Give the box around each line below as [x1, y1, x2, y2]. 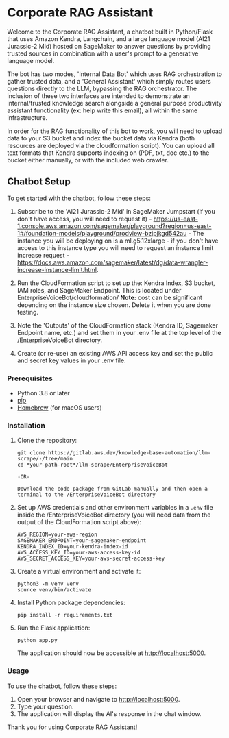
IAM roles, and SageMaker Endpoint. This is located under [16, 286, 182, 294]
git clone [16, 450, 46, 456]
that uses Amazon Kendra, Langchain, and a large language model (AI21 [7, 34, 210, 42]
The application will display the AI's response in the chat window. [16, 709, 202, 717]
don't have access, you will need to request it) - [16, 214, 152, 223]
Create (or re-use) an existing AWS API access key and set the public [16, 349, 213, 357]
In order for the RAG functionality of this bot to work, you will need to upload [7, 127, 223, 135]
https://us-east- [153, 214, 199, 223]
